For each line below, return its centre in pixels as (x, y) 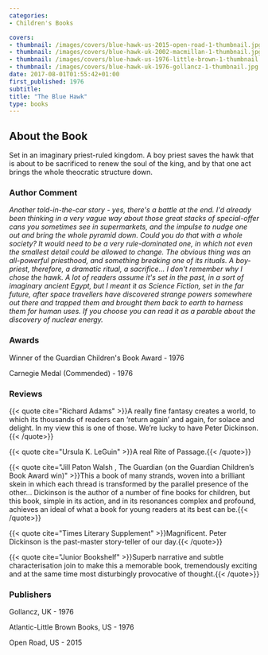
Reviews (26, 393)
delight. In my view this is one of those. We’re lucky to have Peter (116, 428)
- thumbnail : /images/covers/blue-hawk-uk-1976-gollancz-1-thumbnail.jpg (134, 67)
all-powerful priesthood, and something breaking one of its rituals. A (122, 261)
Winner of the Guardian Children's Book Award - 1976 (97, 358)
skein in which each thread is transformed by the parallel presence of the (129, 484)
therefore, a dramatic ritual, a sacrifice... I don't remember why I (137, 269)
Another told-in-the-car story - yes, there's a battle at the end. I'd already (130, 210)
